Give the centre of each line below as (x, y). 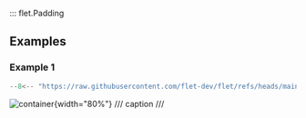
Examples (38, 41)
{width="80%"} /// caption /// (109, 103)
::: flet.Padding (37, 13)
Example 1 (32, 67)
